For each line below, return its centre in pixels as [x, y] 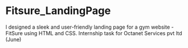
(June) [13, 39]
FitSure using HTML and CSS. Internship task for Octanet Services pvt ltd [94, 33]
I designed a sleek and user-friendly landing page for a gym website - [90, 27]
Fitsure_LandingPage [58, 11]
